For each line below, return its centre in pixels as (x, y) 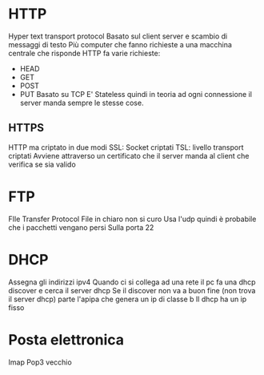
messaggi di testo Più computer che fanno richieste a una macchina (120, 44)
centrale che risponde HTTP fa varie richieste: (84, 53)
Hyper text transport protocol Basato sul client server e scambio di (118, 36)
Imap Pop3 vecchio (40, 362)
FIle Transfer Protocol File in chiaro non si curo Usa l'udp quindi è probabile (132, 219)
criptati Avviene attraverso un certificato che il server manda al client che (129, 155)
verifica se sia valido (42, 164)
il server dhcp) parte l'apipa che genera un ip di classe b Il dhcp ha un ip (128, 299)
